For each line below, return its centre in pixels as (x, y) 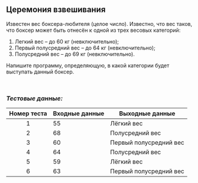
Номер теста (28, 114)
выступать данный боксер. (40, 71)
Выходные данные (147, 114)
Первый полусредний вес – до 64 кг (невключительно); (85, 48)
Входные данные (79, 114)
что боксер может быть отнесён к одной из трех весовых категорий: (93, 30)
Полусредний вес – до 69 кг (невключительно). (74, 54)
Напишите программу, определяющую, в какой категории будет (88, 65)
